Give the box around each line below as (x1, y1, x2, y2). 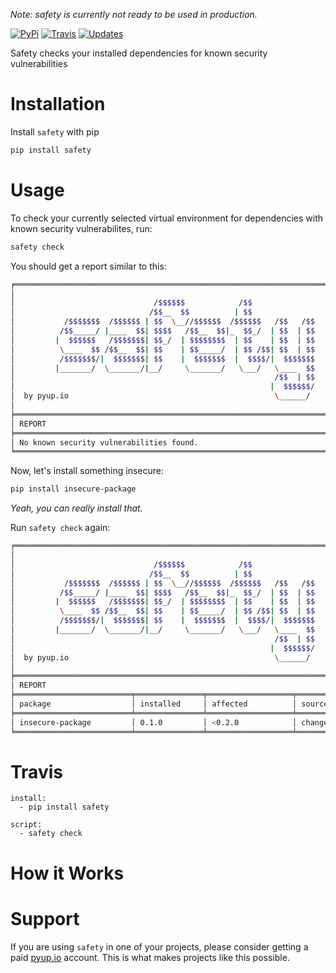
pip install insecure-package (10, 484, 137, 494)
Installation (10, 93, 106, 116)
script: (10, 820, 43, 830)
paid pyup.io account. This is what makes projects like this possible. (10, 951, 290, 963)
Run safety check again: (10, 522, 111, 534)
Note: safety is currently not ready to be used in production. (10, 9, 258, 20)
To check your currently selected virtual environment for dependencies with (10, 212, 324, 224)
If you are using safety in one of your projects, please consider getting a (10, 940, 309, 953)
